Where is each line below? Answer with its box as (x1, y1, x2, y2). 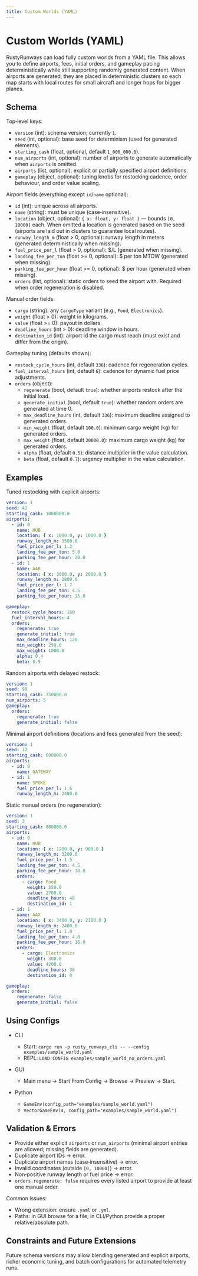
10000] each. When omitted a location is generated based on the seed (14, 221, 185, 228)
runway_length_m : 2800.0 (16, 577, 78, 583)
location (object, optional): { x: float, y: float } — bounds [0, (14, 215, 176, 222)
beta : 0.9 (16, 658, 41, 665)
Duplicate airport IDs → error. (14, 1152, 86, 1159)
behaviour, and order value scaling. (14, 180, 101, 187)
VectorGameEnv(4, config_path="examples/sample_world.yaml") (23, 1108, 177, 1113)
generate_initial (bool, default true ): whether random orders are (23, 399, 184, 406)
